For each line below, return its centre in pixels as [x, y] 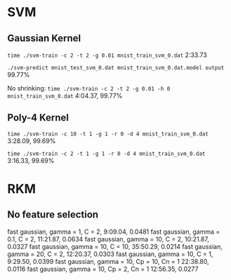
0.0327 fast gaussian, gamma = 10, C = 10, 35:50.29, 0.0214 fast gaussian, [115, 246]
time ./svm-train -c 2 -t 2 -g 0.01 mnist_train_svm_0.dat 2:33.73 [107, 55]
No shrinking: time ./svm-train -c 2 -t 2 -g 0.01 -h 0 [89, 88]
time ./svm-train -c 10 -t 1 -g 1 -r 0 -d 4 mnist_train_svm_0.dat [108, 134]
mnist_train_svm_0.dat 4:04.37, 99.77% [65, 96]
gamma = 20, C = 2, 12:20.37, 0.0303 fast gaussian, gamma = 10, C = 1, [110, 254]
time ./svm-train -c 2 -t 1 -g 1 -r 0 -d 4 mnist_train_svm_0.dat [106, 154]
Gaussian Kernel [44, 38]
